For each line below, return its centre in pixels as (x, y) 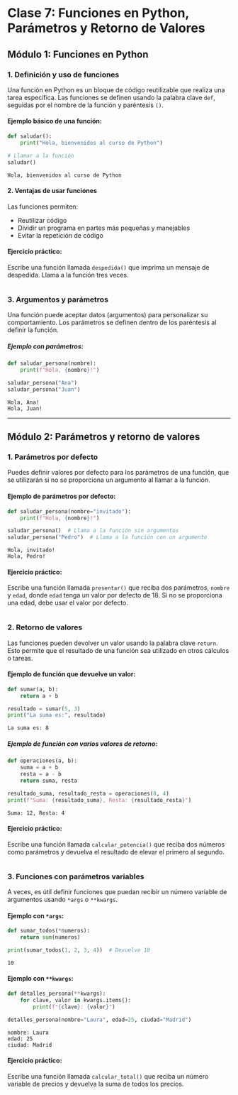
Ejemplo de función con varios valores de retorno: (83, 744)
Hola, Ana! (23, 402)
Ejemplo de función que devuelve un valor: (72, 674)
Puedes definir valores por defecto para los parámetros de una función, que (118, 473)
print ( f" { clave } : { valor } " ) (74, 1007)
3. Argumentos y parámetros (58, 299)
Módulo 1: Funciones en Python (78, 54)
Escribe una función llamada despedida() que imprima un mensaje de (108, 267)
